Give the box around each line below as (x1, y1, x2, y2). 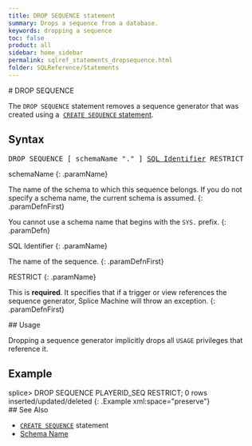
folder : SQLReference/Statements (8, 64, 120, 72)
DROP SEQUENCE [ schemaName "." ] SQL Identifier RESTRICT (8, 153, 245, 163)
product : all (8, 42, 52, 50)
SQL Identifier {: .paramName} (8, 241, 108, 250)
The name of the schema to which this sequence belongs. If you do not (8, 185, 242, 194)
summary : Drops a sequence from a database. (8, 19, 159, 27)
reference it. (8, 344, 49, 353)
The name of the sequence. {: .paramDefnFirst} (8, 257, 164, 266)
